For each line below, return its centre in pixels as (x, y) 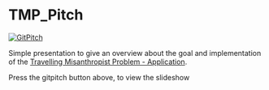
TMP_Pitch (46, 15)
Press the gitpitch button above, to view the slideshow (99, 77)
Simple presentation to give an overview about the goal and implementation (135, 53)
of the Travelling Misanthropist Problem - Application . (98, 62)
